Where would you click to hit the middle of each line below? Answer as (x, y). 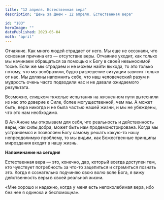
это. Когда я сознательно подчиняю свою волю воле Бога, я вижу (75, 172)
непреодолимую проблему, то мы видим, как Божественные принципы (81, 138)
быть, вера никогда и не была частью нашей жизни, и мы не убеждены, (81, 107)
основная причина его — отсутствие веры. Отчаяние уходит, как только (81, 56)
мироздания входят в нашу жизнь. (41, 143)
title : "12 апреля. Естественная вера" (46, 10)
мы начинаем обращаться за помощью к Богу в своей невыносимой (78, 61)
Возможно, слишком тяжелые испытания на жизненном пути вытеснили (82, 97)
